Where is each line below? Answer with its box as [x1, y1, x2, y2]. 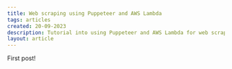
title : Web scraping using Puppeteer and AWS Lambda [7, 10, 162, 17]
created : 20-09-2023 [7, 23, 67, 29]
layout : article [7, 36, 54, 42]
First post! [7, 54, 36, 62]
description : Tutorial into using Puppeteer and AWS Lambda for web [7, 29, 209, 36]
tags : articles [7, 16, 51, 23]
